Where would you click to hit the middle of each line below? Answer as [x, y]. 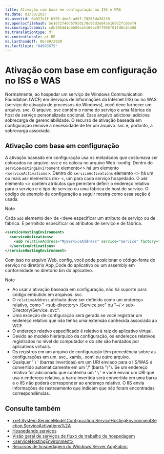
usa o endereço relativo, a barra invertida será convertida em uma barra [84, 378]
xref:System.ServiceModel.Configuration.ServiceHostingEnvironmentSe [84, 420]
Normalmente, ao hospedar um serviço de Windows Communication [74, 94]
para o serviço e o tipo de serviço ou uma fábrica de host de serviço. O [77, 189]
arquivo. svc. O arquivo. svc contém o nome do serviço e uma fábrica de [78, 110]
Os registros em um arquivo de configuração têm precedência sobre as [84, 352]
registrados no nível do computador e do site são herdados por [76, 341]
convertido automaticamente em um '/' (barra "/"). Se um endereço [80, 367]
